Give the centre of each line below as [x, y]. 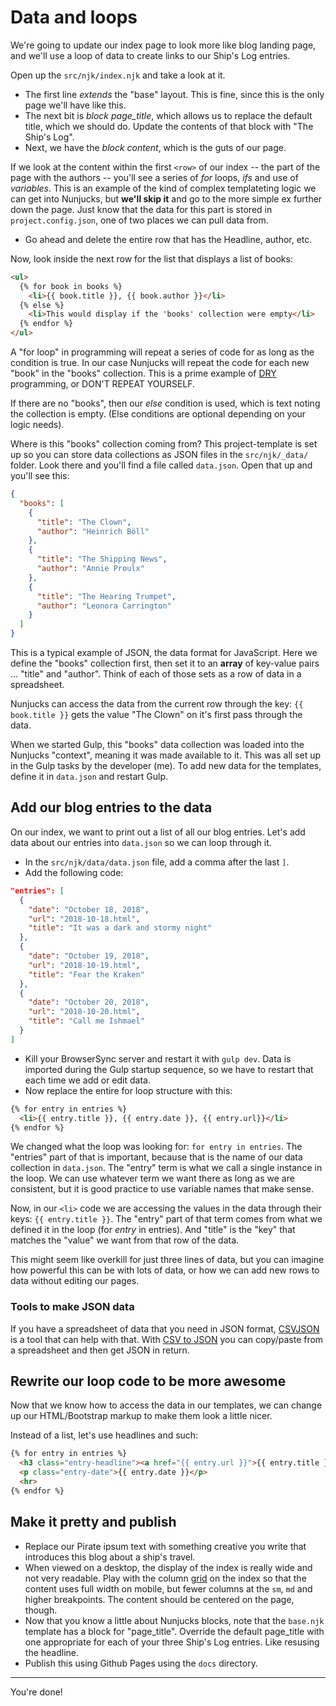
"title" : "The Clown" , [84, 522]
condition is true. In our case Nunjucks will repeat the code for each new [160, 363]
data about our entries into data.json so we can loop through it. [141, 842]
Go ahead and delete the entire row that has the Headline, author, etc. [168, 239]
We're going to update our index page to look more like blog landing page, [163, 45]
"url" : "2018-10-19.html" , [84, 965]
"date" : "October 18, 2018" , [89, 909]
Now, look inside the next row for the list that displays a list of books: [151, 258]
